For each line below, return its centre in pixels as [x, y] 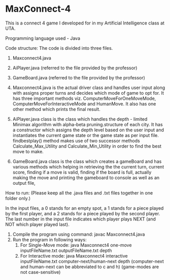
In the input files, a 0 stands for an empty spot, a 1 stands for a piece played [84, 208]
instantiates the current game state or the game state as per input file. [86, 135]
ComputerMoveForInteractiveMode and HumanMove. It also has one [84, 104]
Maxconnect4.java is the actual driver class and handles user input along [89, 88]
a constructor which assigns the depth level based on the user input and [88, 130]
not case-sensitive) [40, 272]
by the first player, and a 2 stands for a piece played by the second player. [83, 213]
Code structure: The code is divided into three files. [59, 48]
